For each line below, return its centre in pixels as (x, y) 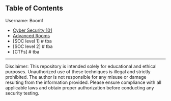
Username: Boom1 (24, 20)
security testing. (22, 93)
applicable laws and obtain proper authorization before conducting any (80, 87)
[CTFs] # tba (26, 52)
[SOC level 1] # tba (32, 41)
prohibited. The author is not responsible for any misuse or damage (76, 77)
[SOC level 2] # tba (33, 46)
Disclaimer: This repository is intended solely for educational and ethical (81, 66)
